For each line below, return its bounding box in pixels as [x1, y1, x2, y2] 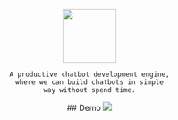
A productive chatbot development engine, [9, 70, 170, 79]
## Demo [66, 103, 102, 113]
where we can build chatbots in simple [14, 78, 165, 87]
